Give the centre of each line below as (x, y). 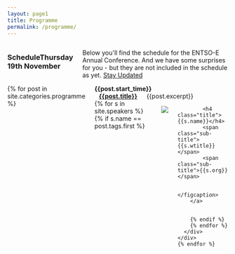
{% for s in (109, 104)
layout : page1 (28, 14)
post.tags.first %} (120, 126)
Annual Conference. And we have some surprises (154, 60)
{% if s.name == (118, 119)
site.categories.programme (46, 96)
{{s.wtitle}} (197, 146)
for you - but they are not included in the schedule (155, 68)
